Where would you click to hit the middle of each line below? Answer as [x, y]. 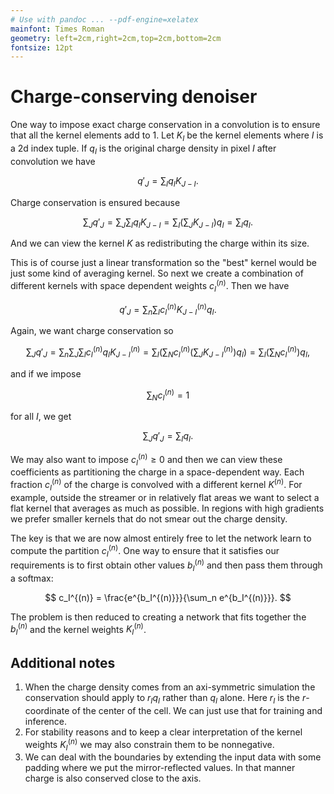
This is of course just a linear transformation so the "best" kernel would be [163, 263]
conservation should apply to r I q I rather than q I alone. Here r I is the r [165, 699]
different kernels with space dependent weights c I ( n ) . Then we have [150, 286]
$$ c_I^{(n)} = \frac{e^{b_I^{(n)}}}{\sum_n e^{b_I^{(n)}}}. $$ [168, 597]
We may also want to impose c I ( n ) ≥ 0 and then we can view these [146, 459]
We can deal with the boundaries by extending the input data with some [173, 757]
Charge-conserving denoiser [134, 97]
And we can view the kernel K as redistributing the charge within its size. [160, 243]
